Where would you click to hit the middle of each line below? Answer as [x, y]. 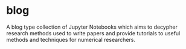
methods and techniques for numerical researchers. [71, 39]
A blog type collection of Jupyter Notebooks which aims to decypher [92, 27]
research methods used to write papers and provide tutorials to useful [93, 33]
